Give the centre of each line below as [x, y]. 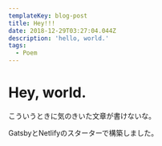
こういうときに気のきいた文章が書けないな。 [82, 116]
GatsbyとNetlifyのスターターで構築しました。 [83, 132]
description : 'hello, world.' [59, 38]
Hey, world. [47, 93]
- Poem [26, 53]
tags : [17, 46]
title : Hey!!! [32, 23]
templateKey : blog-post [48, 16]
